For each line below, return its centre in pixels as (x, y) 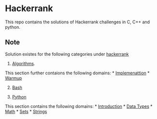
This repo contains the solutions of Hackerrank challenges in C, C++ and (78, 22)
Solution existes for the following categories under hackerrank (67, 54)
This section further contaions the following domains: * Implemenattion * (77, 73)
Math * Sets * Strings (26, 111)
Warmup (14, 78)
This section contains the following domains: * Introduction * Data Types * (79, 106)
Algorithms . (23, 63)
